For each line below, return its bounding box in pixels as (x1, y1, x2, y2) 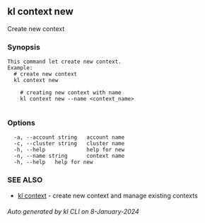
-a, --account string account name (13, 134, 125, 141)
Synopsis (7, 42, 40, 52)
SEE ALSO (7, 175, 43, 185)
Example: (7, 64, 33, 72)
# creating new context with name (20, 89, 122, 96)
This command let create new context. (7, 58, 122, 66)
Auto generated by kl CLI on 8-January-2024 (7, 207, 139, 216)
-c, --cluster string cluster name (13, 140, 125, 147)
